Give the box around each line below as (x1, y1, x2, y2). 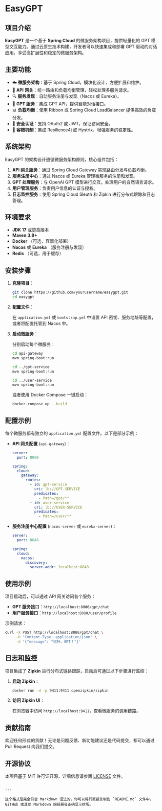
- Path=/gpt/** (38, 495, 69, 501)
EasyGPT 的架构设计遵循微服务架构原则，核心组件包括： (5, 156, 119, 162)
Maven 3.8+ (12, 232, 38, 238)
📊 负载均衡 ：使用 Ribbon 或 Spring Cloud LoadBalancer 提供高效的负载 (12, 107, 156, 113)
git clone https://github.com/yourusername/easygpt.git (12, 290, 128, 295)
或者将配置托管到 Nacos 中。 (12, 321, 71, 326)
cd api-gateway (12, 351, 43, 356)
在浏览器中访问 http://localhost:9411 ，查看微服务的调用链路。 (12, 708, 141, 714)
